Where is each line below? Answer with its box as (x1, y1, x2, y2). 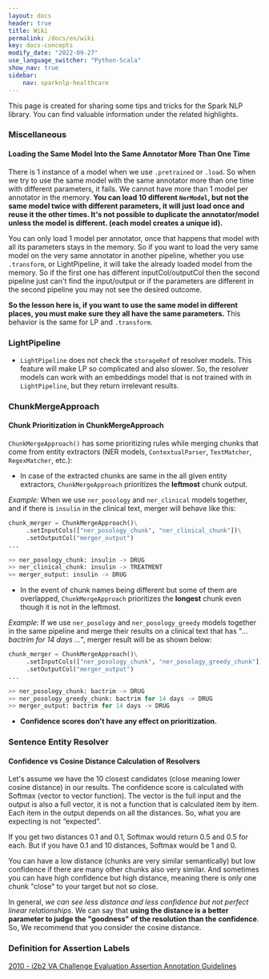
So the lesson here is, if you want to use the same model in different (8, 300, 239, 309)
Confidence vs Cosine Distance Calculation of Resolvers (8, 756, 201, 766)
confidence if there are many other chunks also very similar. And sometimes (8, 864, 259, 874)
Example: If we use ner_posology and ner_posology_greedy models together (8, 618, 257, 627)
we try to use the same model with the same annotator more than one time (8, 175, 255, 185)
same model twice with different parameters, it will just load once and (8, 201, 245, 211)
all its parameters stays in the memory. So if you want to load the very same (8, 242, 259, 252)
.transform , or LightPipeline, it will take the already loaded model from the (8, 259, 253, 268)
